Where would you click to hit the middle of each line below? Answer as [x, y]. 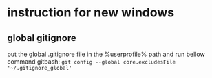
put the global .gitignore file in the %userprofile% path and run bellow [106, 54]
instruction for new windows [91, 13]
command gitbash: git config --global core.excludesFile [92, 62]
